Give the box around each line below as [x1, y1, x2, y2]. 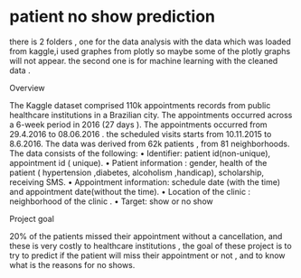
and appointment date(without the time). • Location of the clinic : [9, 186, 251, 197]
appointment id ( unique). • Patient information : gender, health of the [9, 157, 268, 168]
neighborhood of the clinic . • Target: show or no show [9, 196, 214, 207]
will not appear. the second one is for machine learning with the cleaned [9, 55, 278, 66]
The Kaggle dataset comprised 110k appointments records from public [9, 99, 271, 110]
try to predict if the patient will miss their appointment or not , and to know [9, 250, 287, 261]
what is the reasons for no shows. [9, 259, 136, 270]
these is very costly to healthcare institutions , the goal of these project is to [9, 240, 292, 251]
